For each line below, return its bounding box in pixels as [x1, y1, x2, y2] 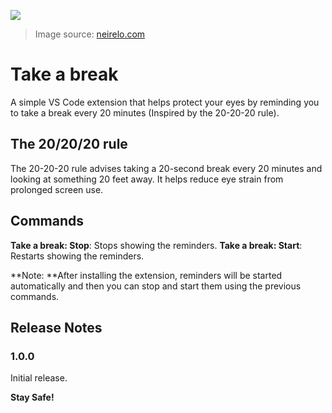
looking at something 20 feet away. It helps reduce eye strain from [10, 173, 284, 185]
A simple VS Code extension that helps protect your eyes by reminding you [10, 96, 320, 108]
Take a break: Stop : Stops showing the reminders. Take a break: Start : [10, 239, 303, 251]
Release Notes [10, 319, 103, 336]
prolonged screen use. [10, 183, 104, 195]
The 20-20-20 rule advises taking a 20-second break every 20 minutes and [10, 162, 323, 174]
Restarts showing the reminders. [10, 250, 145, 262]
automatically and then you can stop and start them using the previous [10, 280, 302, 292]
